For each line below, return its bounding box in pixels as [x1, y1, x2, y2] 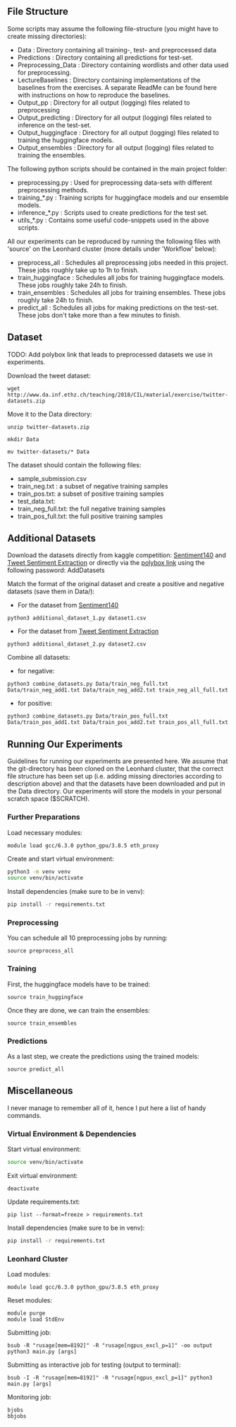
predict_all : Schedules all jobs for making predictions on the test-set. [17, 303, 218, 312]
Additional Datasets [7, 532, 97, 544]
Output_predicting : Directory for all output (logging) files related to [17, 113, 212, 122]
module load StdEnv [7, 1316, 65, 1323]
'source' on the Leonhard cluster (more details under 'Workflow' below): [7, 244, 217, 253]
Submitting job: [7, 1329, 51, 1337]
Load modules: [7, 1270, 51, 1279]
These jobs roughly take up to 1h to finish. [17, 265, 139, 274]
